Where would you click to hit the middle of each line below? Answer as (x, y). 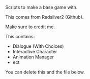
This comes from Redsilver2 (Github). (44, 17)
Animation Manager (33, 57)
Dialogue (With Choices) (38, 46)
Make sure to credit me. (30, 27)
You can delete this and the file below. (45, 72)
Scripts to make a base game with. (41, 7)
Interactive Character (35, 52)
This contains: (20, 36)
